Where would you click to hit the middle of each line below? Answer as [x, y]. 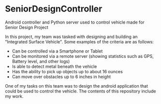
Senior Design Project [27, 27]
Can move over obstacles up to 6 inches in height [61, 77]
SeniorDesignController [54, 9]
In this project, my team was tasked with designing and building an [71, 37]
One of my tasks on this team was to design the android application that [77, 86]
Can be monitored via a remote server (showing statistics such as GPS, [83, 56]
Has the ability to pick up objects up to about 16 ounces [67, 71]
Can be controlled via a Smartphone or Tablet [57, 51]
